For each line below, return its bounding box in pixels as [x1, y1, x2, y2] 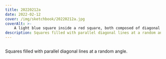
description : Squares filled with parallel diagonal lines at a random [5, 30, 156, 35]
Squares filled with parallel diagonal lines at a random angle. [5, 48, 127, 54]
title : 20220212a [5, 7, 41, 12]
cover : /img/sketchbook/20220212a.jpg [5, 16, 85, 21]
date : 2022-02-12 [5, 12, 41, 17]
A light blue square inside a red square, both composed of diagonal [14, 26, 161, 31]
